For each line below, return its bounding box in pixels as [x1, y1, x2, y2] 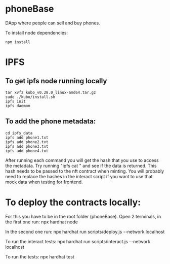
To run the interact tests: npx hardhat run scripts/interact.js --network [5, 238, 151, 244]
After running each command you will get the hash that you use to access [5, 157, 159, 163]
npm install [5, 39, 30, 45]
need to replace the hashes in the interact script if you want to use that [5, 173, 153, 179]
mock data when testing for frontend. [5, 179, 83, 185]
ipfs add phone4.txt [5, 148, 49, 153]
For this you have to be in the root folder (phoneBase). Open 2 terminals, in [5, 213, 161, 219]
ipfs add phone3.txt [5, 144, 49, 149]
